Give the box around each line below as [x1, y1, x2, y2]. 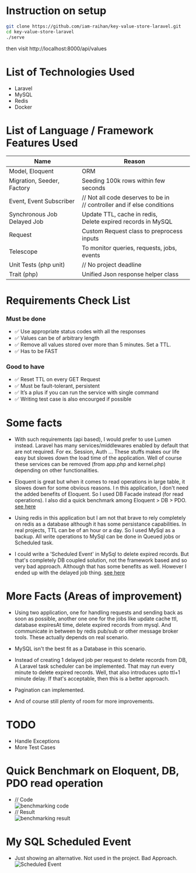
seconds [81, 184, 106, 192]
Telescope [9, 247, 38, 256]
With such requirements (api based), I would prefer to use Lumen [14, 436, 171, 443]
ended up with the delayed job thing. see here [14, 569, 125, 577]
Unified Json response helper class [81, 270, 179, 278]
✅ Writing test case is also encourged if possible [14, 396, 132, 403]
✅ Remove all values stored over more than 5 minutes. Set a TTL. [14, 341, 171, 348]
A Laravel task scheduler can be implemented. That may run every [14, 662, 174, 670]
